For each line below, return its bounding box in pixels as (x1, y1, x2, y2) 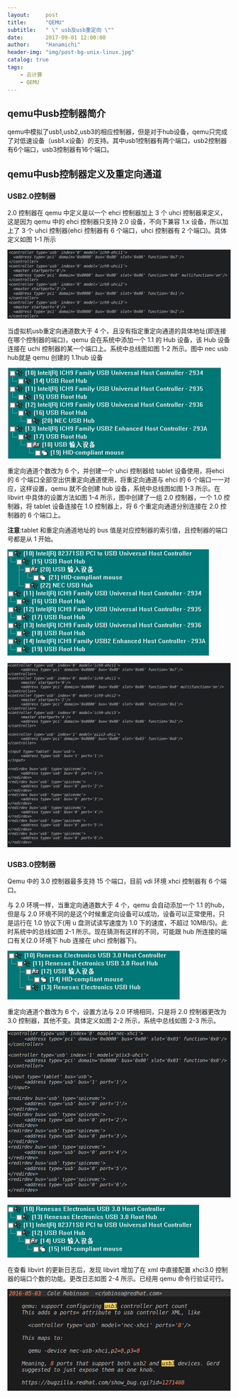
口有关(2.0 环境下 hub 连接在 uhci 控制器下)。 (7, 936, 141, 945)
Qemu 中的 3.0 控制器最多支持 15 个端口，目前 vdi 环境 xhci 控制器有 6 (7, 877, 213, 885)
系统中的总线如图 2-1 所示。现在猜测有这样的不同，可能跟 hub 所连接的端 (13, 928, 227, 936)
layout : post (7, 11, 59, 18)
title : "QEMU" (7, 18, 65, 26)
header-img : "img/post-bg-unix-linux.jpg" (7, 49, 135, 56)
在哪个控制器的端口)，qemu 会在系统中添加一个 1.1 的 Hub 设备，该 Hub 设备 (7, 336, 230, 344)
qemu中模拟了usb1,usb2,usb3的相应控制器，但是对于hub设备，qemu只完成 (7, 127, 228, 136)
